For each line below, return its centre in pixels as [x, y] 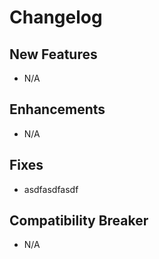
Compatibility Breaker [79, 221]
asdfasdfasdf [51, 189]
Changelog [56, 17]
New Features [53, 54]
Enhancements [57, 109]
